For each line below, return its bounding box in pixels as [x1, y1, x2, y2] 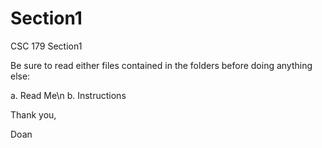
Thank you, [10, 108, 57, 121]
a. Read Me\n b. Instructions [10, 89, 127, 101]
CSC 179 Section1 [10, 40, 83, 52]
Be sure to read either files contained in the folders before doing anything [10, 59, 313, 71]
